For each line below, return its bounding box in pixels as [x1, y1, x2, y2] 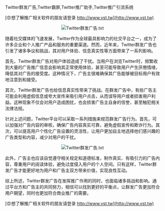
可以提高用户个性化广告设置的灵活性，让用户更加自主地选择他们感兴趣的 [13, 128, 160, 134]
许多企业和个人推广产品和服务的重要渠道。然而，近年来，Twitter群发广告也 [5, 42, 157, 48]
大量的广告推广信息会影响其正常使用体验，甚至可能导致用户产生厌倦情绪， [9, 64, 160, 70]
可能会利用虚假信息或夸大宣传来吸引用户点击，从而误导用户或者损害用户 [5, 93, 151, 99]
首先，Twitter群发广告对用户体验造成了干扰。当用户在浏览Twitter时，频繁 [5, 58, 154, 64]
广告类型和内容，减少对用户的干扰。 [5, 134, 79, 140]
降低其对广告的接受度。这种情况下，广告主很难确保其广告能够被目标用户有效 [5, 71, 160, 76]
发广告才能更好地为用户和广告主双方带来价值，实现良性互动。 [5, 167, 130, 173]
